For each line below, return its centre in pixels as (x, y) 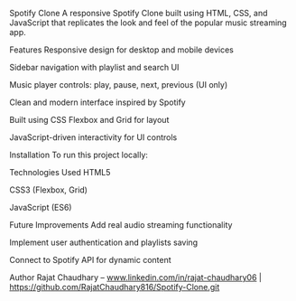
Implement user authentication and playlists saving (104, 242)
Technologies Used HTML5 (60, 172)
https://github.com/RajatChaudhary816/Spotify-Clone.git (115, 287)
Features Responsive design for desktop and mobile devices (122, 50)
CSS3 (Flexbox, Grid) (49, 190)
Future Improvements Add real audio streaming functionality (121, 225)
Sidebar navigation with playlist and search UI (94, 67)
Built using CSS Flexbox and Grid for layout (89, 120)
